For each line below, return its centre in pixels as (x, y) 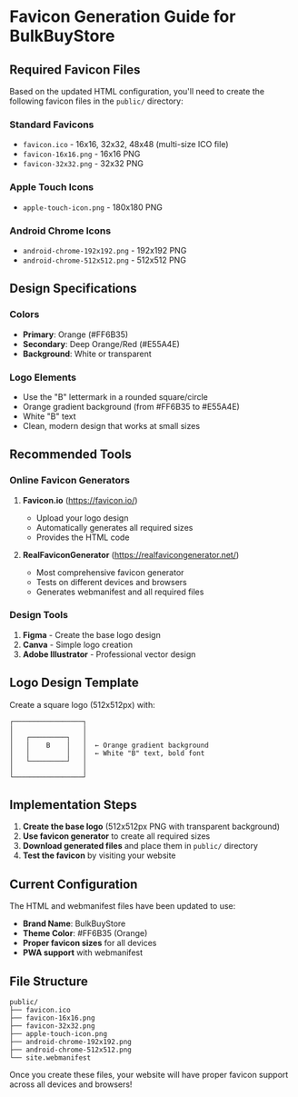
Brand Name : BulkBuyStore (74, 923)
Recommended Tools (70, 455)
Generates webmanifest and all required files (120, 592)
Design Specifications (74, 289)
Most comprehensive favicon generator (110, 572)
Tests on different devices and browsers (112, 582)
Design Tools (39, 615)
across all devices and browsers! (71, 1084)
